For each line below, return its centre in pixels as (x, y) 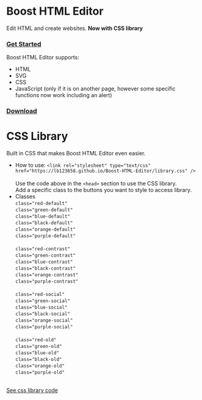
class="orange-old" (40, 366)
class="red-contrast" (42, 249)
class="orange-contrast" (47, 275)
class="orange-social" (44, 320)
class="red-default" (41, 204)
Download (22, 111)
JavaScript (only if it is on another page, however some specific (95, 89)
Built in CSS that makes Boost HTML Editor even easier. (76, 154)
